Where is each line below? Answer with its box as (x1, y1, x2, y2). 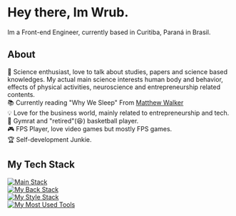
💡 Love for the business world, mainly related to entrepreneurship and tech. (7, 108, 230, 117)
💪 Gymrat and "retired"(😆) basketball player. (7, 116, 139, 125)
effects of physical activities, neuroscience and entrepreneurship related (7, 83, 221, 91)
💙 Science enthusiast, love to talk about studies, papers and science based (7, 67, 228, 76)
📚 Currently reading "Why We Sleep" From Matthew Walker (7, 98, 184, 107)
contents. (7, 90, 36, 98)
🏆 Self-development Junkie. (7, 135, 92, 143)
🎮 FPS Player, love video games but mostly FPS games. (7, 124, 173, 133)
